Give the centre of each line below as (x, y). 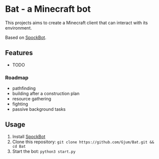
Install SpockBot (29, 136)
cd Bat (19, 146)
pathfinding (24, 88)
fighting (20, 104)
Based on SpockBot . (26, 37)
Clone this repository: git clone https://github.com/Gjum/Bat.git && (83, 142)
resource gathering (32, 99)
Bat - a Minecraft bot (48, 9)
